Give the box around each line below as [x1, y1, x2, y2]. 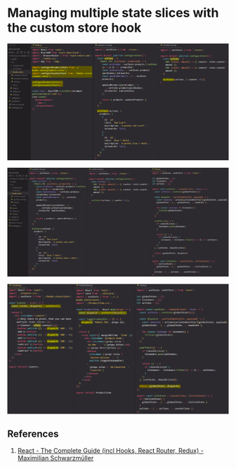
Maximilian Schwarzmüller [17, 454, 94, 463]
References [7, 428, 59, 440]
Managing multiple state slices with [7, 5, 219, 21]
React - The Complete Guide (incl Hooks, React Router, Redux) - [17, 447, 204, 455]
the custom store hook [7, 20, 142, 36]
